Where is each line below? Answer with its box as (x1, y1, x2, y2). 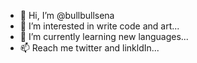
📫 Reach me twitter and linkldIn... (19, 42, 160, 54)
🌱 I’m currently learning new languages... (19, 31, 189, 42)
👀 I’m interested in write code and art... (19, 20, 180, 32)
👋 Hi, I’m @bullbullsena (19, 10, 115, 21)
